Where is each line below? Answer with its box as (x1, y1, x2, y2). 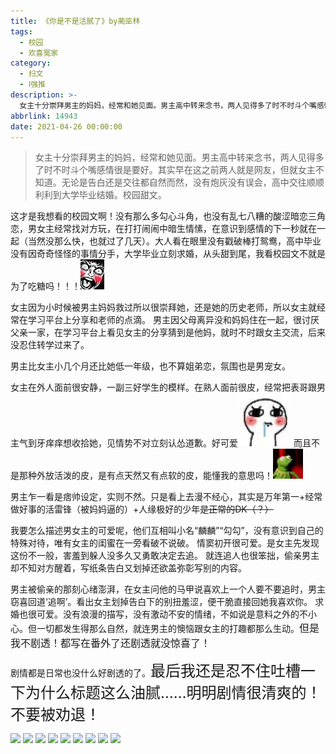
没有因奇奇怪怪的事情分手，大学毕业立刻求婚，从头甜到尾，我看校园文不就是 (10, 248, 326, 260)
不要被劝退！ (10, 705, 101, 725)
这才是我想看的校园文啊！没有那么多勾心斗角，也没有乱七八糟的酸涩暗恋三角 (10, 210, 326, 222)
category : (10, 58, 52, 69)
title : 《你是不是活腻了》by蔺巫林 (10, 16, 141, 26)
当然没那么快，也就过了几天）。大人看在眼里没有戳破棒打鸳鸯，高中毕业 (27, 235, 322, 247)
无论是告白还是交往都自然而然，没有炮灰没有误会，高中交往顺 (61, 176, 316, 189)
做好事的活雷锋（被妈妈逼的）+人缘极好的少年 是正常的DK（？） (10, 503, 274, 515)
